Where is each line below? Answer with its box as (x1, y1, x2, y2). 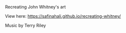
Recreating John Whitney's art (5, 4, 66, 10)
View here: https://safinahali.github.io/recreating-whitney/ (5, 13, 121, 19)
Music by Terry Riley (5, 22, 46, 28)
